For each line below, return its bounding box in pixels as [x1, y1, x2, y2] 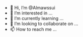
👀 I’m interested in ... [10, 10, 53, 16]
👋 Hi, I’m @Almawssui [10, 5, 55, 10]
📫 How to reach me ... [10, 26, 57, 32]
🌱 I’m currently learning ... [10, 15, 64, 21]
